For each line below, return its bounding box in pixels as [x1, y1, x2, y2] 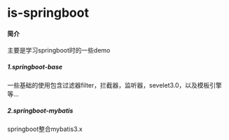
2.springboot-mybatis [7, 106, 74, 115]
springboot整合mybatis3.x [7, 125, 83, 134]
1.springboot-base [7, 62, 63, 71]
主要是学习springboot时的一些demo [7, 46, 111, 55]
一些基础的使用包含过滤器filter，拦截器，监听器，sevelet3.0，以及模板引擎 [7, 81, 223, 90]
